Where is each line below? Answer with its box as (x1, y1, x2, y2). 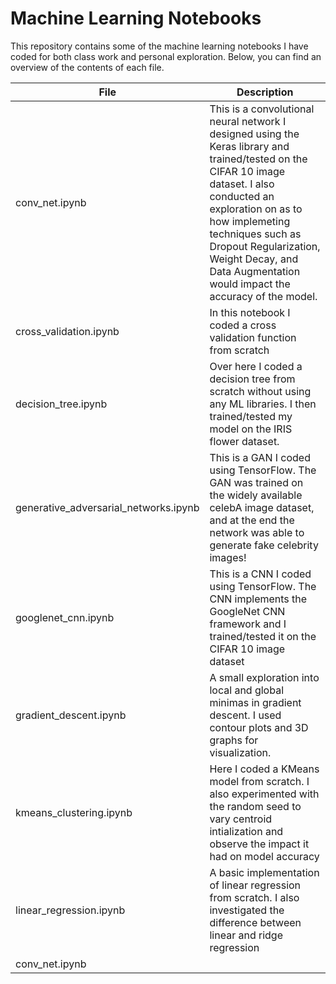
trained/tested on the (209, 152, 308, 166)
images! (209, 550, 247, 564)
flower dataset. (209, 434, 280, 448)
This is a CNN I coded (209, 567, 312, 581)
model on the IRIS (209, 422, 293, 436)
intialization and (209, 824, 284, 838)
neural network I (209, 114, 287, 128)
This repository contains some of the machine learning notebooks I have (10, 40, 309, 52)
